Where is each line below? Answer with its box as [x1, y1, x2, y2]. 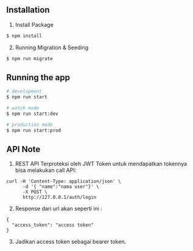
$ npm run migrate [6, 55, 53, 61]
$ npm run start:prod [6, 127, 61, 133]
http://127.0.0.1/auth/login [22, 194, 97, 201]
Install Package [15, 21, 54, 28]
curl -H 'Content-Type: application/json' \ [6, 179, 121, 185]
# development [6, 88, 43, 95]
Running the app [6, 72, 70, 83]
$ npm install [6, 33, 43, 39]
